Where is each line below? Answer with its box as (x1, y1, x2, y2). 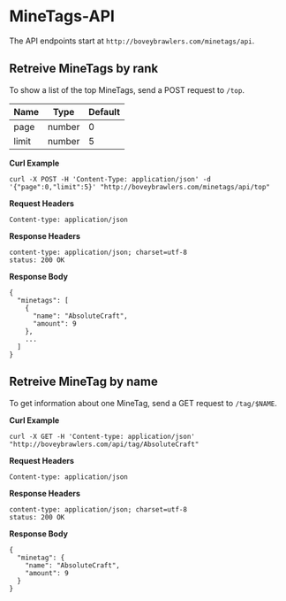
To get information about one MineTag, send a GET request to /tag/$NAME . (9, 397, 278, 408)
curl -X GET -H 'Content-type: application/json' (9, 432, 196, 441)
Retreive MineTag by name (9, 374, 159, 389)
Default (87, 105, 121, 118)
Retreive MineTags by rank (9, 61, 159, 76)
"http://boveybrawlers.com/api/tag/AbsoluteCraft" (9, 440, 199, 449)
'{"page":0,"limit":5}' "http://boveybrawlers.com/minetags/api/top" (9, 182, 271, 191)
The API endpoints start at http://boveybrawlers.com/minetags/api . (9, 35, 255, 46)
